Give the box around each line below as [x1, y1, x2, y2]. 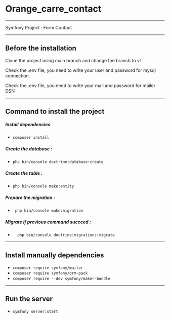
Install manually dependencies [5, 251, 104, 260]
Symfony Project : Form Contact [5, 24, 72, 30]
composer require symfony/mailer [12, 265, 83, 270]
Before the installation [5, 44, 77, 53]
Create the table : [5, 170, 43, 176]
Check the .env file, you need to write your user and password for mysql [5, 67, 156, 73]
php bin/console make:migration [15, 208, 83, 213]
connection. [5, 72, 30, 78]
